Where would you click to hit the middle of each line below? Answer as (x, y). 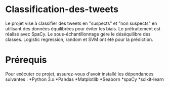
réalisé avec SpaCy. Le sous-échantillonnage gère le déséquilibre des (78, 34)
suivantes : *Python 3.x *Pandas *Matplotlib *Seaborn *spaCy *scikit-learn (85, 79)
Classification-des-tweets (62, 9)
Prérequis (26, 60)
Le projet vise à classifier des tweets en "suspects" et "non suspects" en (81, 23)
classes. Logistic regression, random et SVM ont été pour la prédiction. (79, 39)
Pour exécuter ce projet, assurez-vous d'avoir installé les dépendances (79, 74)
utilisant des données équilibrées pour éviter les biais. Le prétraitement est (83, 28)
